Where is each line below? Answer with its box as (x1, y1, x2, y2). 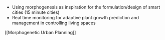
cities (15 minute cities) (12, 9, 60, 15)
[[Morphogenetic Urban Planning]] (5, 30, 76, 35)
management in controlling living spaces (12, 20, 96, 26)
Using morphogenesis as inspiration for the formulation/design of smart (12, 4, 160, 10)
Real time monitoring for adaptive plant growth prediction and (12, 15, 139, 20)
